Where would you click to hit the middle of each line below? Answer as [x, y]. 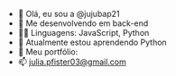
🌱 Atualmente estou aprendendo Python [92, 42]
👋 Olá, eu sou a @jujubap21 [69, 14]
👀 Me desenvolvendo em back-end [83, 23]
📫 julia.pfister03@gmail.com [72, 62]
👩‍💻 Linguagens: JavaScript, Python [83, 33]
